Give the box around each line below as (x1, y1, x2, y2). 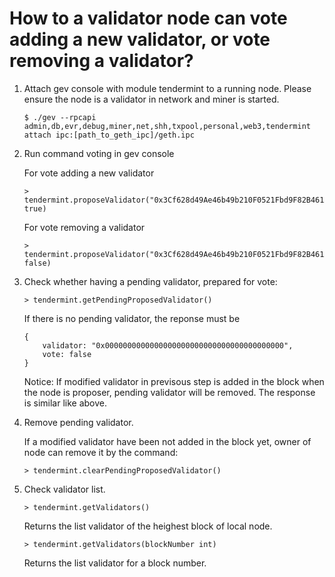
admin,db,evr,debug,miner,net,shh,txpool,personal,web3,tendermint (23, 121, 311, 131)
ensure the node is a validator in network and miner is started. (23, 93, 280, 105)
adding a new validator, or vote (9, 28, 271, 51)
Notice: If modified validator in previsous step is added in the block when (23, 375, 325, 387)
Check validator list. (23, 483, 106, 495)
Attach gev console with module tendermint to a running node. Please (23, 82, 312, 94)
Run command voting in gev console (23, 147, 175, 159)
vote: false (42, 349, 92, 359)
